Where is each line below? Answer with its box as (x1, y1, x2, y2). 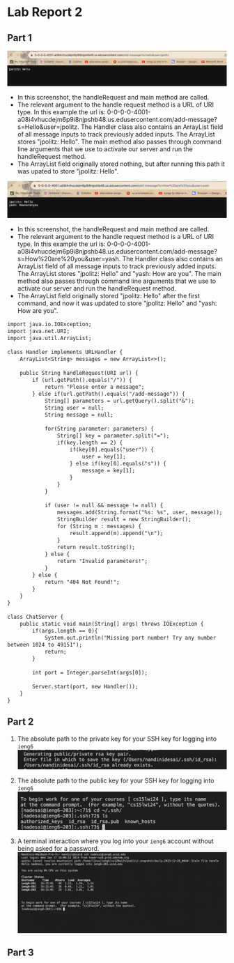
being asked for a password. (17, 845, 100, 853)
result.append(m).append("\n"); (69, 530, 164, 537)
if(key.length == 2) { (56, 439, 123, 446)
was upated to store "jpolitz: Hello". (17, 167, 119, 176)
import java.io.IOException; (7, 321, 92, 328)
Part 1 (7, 32, 33, 44)
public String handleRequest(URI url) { (19, 369, 139, 376)
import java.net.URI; (7, 328, 70, 334)
